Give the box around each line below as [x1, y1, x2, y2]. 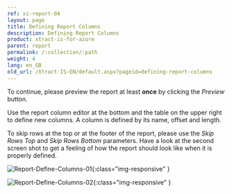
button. [7, 94, 28, 103]
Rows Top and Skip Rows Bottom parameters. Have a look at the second [7, 136, 214, 144]
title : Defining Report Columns [7, 23, 101, 30]
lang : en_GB [7, 62, 42, 69]
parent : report [7, 42, 51, 49]
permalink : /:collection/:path [7, 49, 98, 56]
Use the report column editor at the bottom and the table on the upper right [7, 108, 222, 117]
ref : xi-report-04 [7, 10, 60, 17]
